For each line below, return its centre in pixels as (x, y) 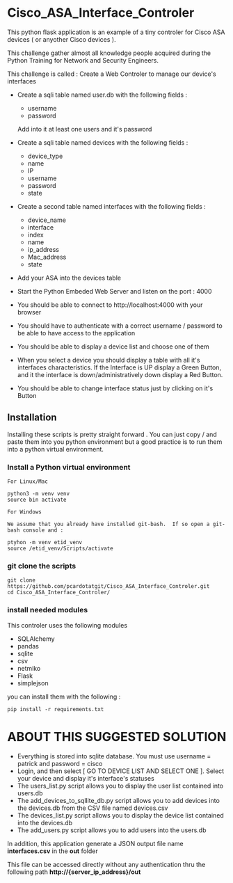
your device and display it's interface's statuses (86, 778)
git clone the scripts (42, 566)
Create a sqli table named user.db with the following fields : (102, 95)
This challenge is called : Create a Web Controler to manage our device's (112, 74)
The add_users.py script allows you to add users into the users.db (112, 830)
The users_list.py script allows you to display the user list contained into (120, 786)
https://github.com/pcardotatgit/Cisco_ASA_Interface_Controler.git (109, 587)
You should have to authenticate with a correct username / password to (120, 326)
